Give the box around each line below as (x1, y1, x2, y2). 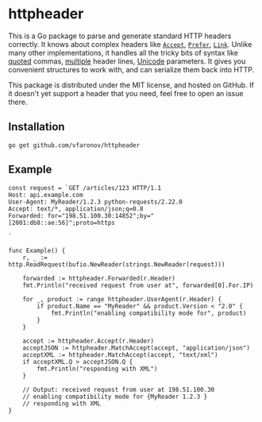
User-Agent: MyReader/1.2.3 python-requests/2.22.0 (8, 198, 183, 206)
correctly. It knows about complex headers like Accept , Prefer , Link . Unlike (8, 39, 252, 48)
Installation (8, 120, 65, 134)
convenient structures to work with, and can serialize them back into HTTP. (8, 64, 255, 74)
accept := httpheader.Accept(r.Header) (22, 337, 155, 345)
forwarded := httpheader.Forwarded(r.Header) (22, 274, 176, 282)
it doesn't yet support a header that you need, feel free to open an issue (8, 88, 244, 98)
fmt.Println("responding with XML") (37, 365, 158, 373)
